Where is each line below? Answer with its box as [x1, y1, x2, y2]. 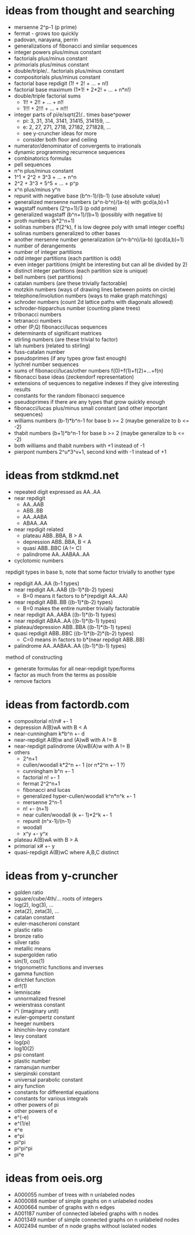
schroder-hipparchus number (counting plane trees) [14, 304, 140, 312]
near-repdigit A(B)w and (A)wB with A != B [14, 736, 117, 743]
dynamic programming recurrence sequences [14, 148, 126, 155]
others [14, 748, 30, 756]
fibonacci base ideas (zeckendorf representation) [14, 373, 135, 380]
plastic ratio [14, 926, 43, 933]
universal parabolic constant [14, 1076, 83, 1083]
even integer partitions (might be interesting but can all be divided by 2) [14, 260, 188, 268]
